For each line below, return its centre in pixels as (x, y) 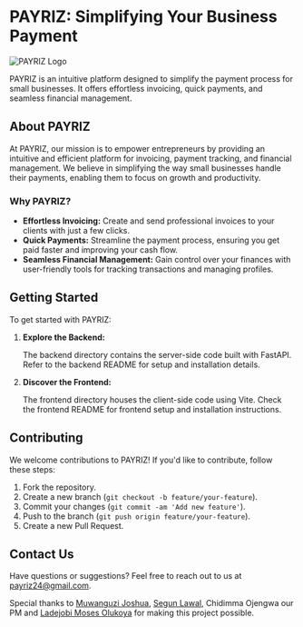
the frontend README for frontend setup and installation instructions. (152, 409)
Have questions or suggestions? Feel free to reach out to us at (126, 576)
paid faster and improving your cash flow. (100, 250)
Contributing (46, 438)
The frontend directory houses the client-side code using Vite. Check (152, 399)
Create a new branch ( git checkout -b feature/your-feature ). (140, 496)
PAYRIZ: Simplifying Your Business (144, 17)
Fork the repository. (59, 487)
